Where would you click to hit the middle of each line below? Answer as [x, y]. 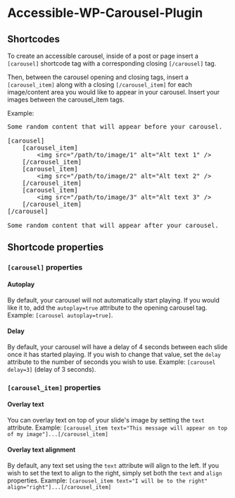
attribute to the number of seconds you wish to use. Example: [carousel [112, 362]
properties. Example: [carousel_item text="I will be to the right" [107, 480]
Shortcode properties [56, 247]
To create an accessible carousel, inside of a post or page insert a [103, 56]
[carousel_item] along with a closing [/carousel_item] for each [100, 85]
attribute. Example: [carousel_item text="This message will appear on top [117, 427]
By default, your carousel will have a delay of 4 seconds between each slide [118, 346]
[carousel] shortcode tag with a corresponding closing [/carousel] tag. [112, 63]
